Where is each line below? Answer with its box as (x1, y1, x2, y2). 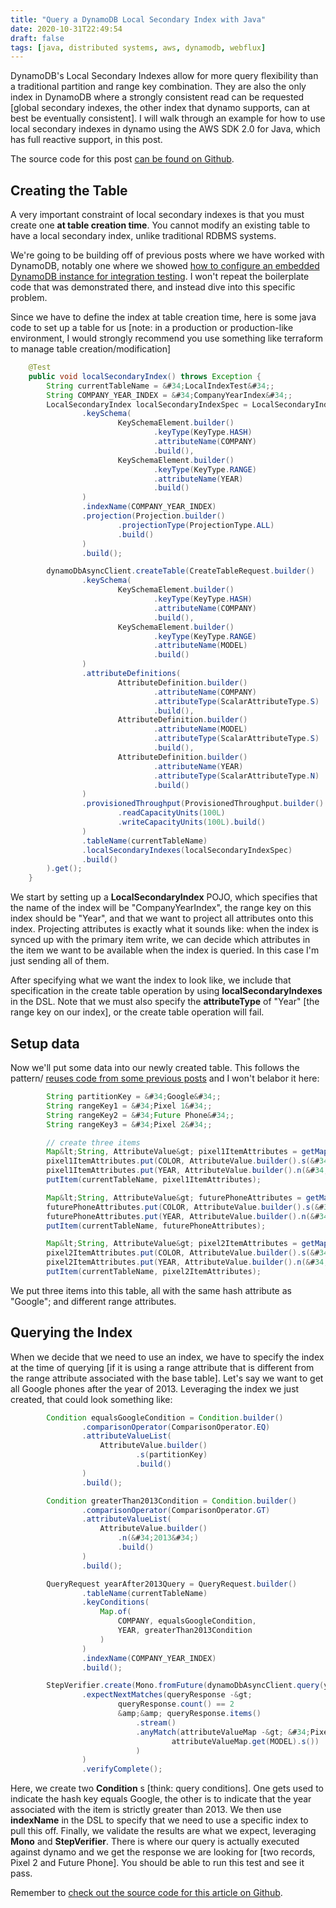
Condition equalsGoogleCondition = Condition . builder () (46, 1412, 284, 1423)
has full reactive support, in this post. (10, 134, 163, 146)
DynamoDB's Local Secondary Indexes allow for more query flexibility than (10, 70, 319, 82)
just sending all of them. (10, 955, 110, 967)
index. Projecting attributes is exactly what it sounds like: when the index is (10, 923, 319, 935)
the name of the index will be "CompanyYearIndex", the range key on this (10, 902, 312, 914)
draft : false (10, 33, 65, 43)
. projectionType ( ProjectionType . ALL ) (117, 520, 275, 530)
